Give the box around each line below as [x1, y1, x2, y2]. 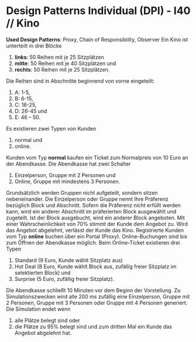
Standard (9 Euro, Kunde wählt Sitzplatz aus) [14, 256, 123, 263]
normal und [14, 136, 43, 143]
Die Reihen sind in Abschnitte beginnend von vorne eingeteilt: [6, 77, 155, 84]
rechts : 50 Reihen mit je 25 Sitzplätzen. [14, 66, 110, 73]
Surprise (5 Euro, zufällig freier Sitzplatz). [14, 275, 115, 282]
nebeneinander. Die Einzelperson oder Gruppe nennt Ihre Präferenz [6, 195, 169, 202]
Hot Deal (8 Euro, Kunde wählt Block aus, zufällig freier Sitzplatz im [14, 263, 177, 270]
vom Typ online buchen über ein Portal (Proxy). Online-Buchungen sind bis [6, 233, 188, 240]
